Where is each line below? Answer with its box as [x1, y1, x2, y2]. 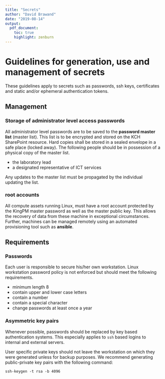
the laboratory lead [12, 159, 51, 165]
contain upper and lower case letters [12, 290, 87, 295]
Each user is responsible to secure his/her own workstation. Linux [5, 264, 139, 270]
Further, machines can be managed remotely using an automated [5, 218, 137, 224]
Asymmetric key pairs [5, 317, 59, 324]
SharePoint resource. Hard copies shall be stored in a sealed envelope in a [5, 139, 156, 145]
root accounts [5, 191, 39, 198]
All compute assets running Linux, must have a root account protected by [5, 203, 154, 209]
